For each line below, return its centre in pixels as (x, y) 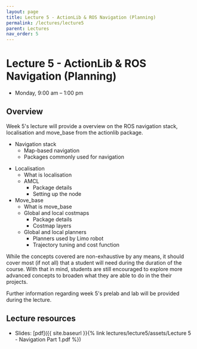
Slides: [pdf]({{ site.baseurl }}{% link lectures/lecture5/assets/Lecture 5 (103, 333)
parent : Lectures (28, 28)
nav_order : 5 (22, 34)
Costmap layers (52, 226)
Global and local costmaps (56, 213)
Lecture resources (41, 319)
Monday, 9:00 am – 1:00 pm (49, 93)
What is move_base (48, 207)
